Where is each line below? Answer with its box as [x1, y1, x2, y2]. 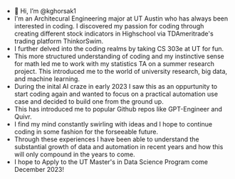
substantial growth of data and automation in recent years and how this [14, 143, 224, 151]
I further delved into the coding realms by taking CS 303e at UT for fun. [14, 45, 224, 53]
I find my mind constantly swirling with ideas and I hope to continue [14, 120, 213, 128]
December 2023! [14, 166, 65, 173]
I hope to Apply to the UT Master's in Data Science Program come [14, 158, 209, 166]
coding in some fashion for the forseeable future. [14, 128, 159, 136]
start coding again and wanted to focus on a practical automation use [14, 89, 219, 98]
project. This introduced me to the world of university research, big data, [14, 67, 228, 75]
